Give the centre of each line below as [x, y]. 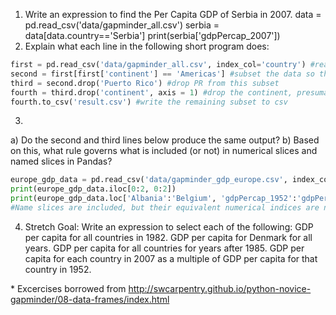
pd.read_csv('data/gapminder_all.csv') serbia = [122, 25]
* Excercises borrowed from [68, 288]
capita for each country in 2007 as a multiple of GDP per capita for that [171, 258]
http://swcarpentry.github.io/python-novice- [220, 288]
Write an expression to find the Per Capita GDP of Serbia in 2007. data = [173, 14]
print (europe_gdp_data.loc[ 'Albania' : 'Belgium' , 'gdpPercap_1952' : [154, 199]
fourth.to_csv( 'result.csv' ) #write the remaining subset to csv [149, 102]
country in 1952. [58, 269]
